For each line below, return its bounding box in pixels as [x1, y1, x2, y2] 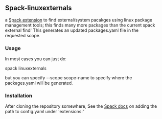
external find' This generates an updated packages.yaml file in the [5, 27, 139, 33]
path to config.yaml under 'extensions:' [5, 109, 84, 115]
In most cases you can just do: [5, 56, 67, 62]
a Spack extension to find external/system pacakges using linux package [5, 17, 153, 23]
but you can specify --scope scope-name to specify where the [5, 75, 132, 81]
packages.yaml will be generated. [5, 80, 73, 86]
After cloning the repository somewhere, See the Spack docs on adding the [5, 103, 157, 109]
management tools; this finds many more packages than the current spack [5, 22, 155, 28]
